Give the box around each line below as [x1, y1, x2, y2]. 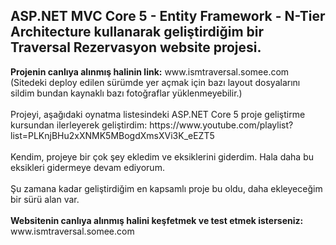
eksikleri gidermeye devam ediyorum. [10, 161, 165, 173]
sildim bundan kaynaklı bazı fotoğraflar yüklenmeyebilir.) [10, 87, 243, 99]
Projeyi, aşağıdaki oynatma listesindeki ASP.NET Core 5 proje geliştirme [10, 108, 306, 120]
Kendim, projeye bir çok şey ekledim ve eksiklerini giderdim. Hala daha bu [10, 150, 315, 163]
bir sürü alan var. [10, 193, 80, 205]
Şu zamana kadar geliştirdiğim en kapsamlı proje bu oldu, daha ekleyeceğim [10, 182, 323, 194]
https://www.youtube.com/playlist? [149, 119, 294, 131]
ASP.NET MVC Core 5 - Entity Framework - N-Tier [10, 8, 326, 25]
